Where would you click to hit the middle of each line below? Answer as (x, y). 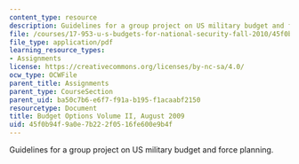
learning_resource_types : (57, 51)
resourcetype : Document (53, 108)
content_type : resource (53, 17)
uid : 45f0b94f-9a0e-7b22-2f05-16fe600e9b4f (91, 125)
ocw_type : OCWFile (43, 75)
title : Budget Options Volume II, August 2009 (97, 116)
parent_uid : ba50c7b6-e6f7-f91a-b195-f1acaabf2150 (105, 100)
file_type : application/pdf (61, 42)
